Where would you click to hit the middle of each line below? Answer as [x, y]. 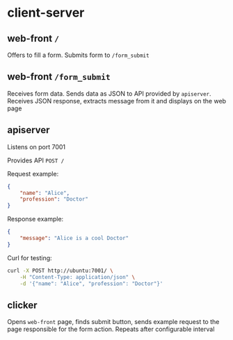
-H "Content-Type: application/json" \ [78, 277]
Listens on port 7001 [37, 146]
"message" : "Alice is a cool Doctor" [74, 238]
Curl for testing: [30, 257]
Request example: [33, 173]
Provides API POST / [36, 160]
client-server [46, 13]
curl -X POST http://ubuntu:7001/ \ [60, 271]
